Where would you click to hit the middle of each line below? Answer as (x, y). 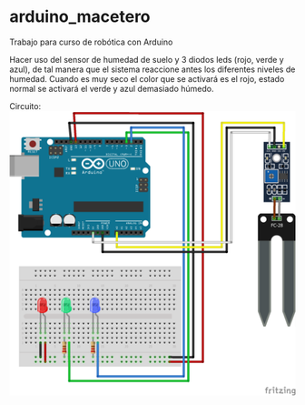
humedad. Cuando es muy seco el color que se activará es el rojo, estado (147, 78)
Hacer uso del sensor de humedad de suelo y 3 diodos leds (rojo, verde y (147, 59)
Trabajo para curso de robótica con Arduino (91, 42)
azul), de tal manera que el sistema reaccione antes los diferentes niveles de (152, 69)
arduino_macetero (80, 17)
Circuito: (25, 106)
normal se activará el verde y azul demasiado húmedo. (112, 88)
